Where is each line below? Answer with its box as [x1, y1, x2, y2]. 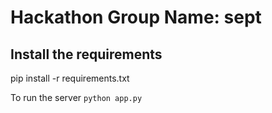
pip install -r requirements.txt [10, 72, 130, 84]
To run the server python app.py [10, 92, 143, 103]
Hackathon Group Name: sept [10, 6, 262, 29]
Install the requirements [10, 46, 163, 63]
